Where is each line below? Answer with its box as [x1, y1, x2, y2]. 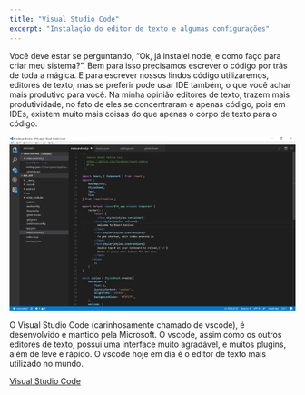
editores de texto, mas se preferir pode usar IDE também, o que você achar [9, 79, 291, 90]
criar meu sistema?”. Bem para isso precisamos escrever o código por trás [9, 60, 288, 71]
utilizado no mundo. [9, 358, 84, 369]
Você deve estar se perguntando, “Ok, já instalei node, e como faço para [9, 50, 281, 61]
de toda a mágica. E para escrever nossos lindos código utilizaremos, [9, 69, 270, 81]
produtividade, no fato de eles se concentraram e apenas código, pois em [9, 98, 286, 109]
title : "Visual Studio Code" [9, 15, 120, 24]
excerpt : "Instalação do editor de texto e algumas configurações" [9, 24, 271, 34]
